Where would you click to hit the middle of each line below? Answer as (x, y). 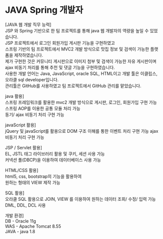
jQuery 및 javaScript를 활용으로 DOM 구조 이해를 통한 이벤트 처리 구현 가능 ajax (82, 131)
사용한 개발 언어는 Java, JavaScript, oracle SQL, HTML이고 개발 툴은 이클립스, (81, 73)
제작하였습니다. (28, 55)
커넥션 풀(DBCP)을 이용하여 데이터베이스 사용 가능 (53, 160)
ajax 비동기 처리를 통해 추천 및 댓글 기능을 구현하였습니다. (60, 67)
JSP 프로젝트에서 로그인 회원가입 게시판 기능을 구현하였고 (60, 43)
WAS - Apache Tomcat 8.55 (33, 226)
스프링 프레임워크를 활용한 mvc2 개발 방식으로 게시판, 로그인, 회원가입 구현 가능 (81, 102)
